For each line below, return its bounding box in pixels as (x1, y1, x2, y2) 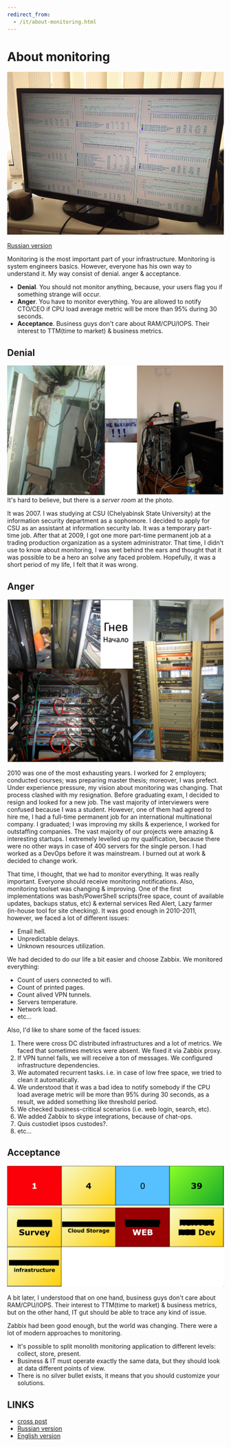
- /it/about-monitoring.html (13, 18, 97, 25)
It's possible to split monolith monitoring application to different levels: (16, 1342, 217, 1351)
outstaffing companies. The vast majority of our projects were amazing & (7, 827, 214, 835)
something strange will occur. (16, 290, 101, 299)
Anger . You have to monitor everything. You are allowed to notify (16, 298, 201, 306)
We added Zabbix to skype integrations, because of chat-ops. (16, 1112, 193, 1121)
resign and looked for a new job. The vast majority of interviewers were (7, 798, 210, 806)
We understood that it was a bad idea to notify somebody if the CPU (16, 1083, 211, 1091)
